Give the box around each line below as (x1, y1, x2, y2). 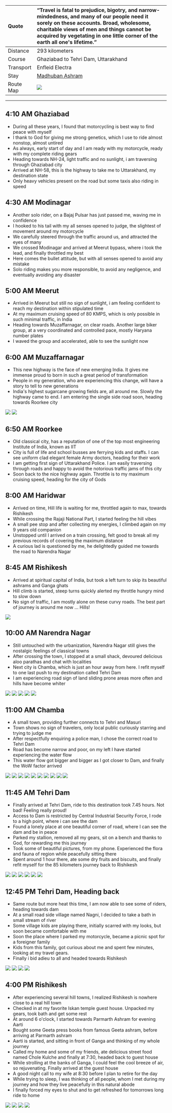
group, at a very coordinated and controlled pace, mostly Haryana (12, 327, 152, 334)
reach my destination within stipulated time (12, 305, 104, 312)
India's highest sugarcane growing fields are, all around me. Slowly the (12, 388, 162, 395)
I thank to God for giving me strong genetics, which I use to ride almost (12, 134, 163, 140)
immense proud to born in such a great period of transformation (12, 372, 148, 378)
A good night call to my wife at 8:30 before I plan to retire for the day (12, 1070, 158, 1077)
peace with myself (12, 129, 52, 135)
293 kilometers (36, 47, 74, 54)
